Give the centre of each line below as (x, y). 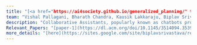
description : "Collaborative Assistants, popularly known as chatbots (94, 22)
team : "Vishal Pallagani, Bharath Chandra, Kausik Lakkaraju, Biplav (93, 17)
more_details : (23, 33)
